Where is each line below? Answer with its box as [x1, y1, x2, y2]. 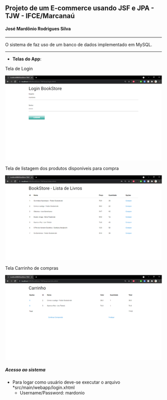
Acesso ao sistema [5, 367, 46, 373]
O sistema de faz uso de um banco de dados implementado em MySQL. [5, 41, 153, 47]
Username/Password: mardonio [19, 390, 85, 396]
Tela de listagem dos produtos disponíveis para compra [5, 165, 119, 171]
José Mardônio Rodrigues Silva [5, 25, 71, 31]
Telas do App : [12, 56, 42, 62]
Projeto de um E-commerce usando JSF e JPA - [5, 4, 155, 12]
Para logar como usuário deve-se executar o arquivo [12, 379, 120, 386]
